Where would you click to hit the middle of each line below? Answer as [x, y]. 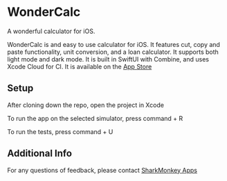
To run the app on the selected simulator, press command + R [95, 118]
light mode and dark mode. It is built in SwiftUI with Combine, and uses [108, 59]
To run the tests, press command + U [60, 131]
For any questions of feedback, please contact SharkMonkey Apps [102, 170]
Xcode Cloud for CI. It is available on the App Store [80, 66]
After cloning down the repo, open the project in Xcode [86, 105]
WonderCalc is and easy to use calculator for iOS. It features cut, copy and [113, 44]
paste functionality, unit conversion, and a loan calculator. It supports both [113, 52]
